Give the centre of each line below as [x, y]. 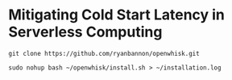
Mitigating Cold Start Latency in [117, 15]
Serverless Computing [85, 32]
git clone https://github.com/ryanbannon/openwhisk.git [104, 53]
